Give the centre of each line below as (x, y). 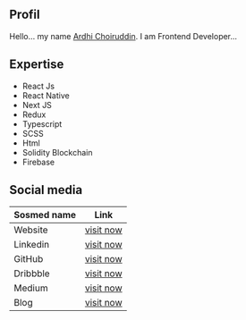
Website (31, 230)
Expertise (37, 65)
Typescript (42, 123)
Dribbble (32, 274)
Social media (46, 190)
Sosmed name (45, 215)
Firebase (38, 162)
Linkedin (32, 245)
